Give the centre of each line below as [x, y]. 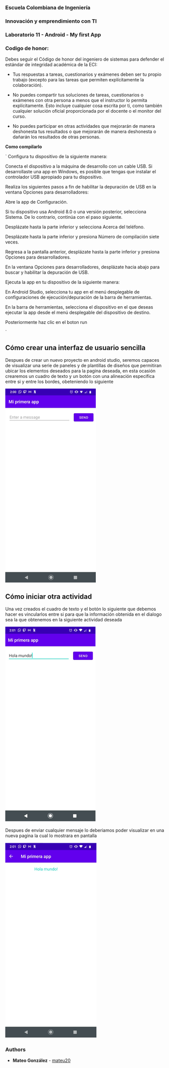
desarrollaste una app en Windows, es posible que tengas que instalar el [81, 172]
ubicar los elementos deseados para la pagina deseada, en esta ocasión [80, 371]
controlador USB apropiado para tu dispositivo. [54, 177]
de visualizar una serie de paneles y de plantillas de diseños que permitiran [83, 365]
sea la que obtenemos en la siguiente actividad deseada [64, 619]
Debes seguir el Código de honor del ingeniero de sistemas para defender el [85, 59]
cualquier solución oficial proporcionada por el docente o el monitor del [87, 111]
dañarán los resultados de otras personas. [57, 137]
